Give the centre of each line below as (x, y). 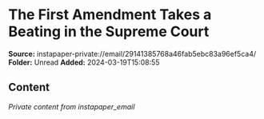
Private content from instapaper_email (72, 106)
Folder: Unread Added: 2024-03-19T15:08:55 (84, 62)
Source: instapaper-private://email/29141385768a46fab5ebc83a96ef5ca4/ (132, 54)
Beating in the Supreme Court (109, 32)
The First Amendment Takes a (110, 15)
